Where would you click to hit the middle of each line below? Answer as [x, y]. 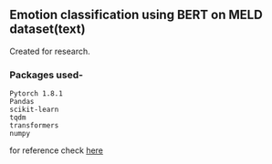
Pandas [22, 102]
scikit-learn [34, 110]
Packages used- [47, 75]
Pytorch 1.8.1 [37, 94]
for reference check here [56, 150]
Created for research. [50, 51]
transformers [34, 126]
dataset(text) [47, 30]
